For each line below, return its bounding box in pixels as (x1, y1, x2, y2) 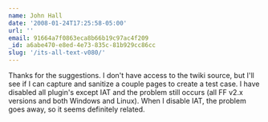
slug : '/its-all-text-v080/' (8, 49, 106, 57)
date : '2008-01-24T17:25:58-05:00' (8, 19, 128, 27)
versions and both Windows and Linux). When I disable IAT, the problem (8, 96, 246, 105)
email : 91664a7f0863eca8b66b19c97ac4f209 (8, 33, 149, 42)
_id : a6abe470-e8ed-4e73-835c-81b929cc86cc (8, 41, 156, 49)
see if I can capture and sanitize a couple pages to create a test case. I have (8, 79, 260, 89)
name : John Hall (8, 11, 63, 20)
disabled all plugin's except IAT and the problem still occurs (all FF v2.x (8, 88, 243, 96)
